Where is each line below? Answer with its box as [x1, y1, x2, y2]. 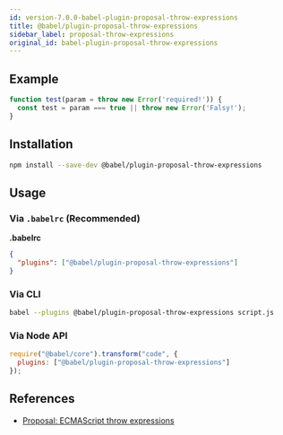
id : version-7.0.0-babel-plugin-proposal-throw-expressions [9, 13, 239, 22]
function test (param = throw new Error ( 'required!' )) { [9, 95, 222, 104]
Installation [9, 136, 73, 152]
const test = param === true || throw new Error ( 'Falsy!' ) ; [17, 103, 246, 112]
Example [9, 71, 59, 86]
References [9, 391, 75, 406]
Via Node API [9, 329, 68, 342]
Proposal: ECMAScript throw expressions [21, 414, 175, 426]
